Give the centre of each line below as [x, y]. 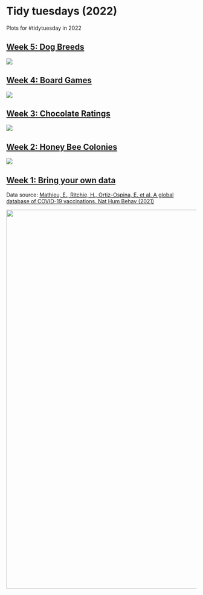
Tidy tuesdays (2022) [62, 11]
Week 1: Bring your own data [61, 180]
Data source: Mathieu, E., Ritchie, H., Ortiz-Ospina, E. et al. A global [90, 195]
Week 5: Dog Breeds [45, 47]
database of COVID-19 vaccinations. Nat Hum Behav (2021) [80, 201]
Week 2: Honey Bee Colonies [62, 147]
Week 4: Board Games [49, 80]
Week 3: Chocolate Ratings [58, 113]
